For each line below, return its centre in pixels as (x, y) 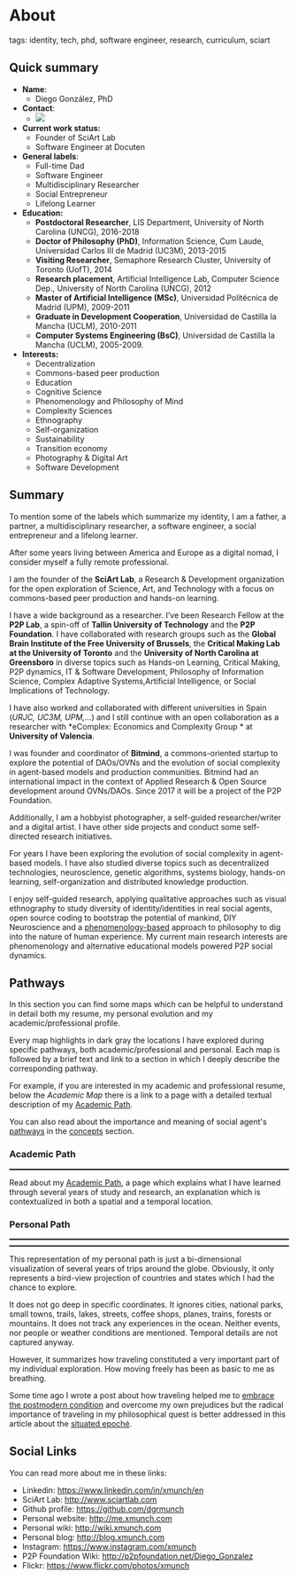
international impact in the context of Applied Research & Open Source (138, 781)
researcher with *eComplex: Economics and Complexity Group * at (131, 726)
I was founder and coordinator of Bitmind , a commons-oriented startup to (144, 753)
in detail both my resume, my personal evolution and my (111, 1014)
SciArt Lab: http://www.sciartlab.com (89, 1499)
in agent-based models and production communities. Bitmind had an (134, 771)
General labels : (50, 156)
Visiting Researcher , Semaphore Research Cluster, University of (153, 260)
